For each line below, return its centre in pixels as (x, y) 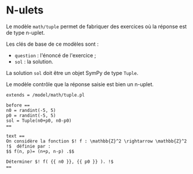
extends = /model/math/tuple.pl (45, 95)
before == (18, 105)
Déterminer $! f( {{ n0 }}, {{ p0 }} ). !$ (60, 162)
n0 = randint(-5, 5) (31, 110)
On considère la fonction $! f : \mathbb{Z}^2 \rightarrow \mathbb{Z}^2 (96, 141)
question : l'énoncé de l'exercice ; (55, 55)
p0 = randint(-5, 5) (31, 115)
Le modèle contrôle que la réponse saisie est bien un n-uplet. (80, 84)
